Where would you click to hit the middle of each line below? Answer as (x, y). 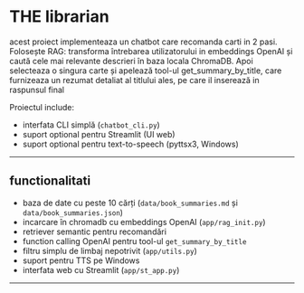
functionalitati (50, 181)
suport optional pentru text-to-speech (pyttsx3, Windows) (130, 144)
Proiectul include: (42, 107)
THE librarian (60, 17)
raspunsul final (37, 90)
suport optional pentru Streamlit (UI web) (99, 134)
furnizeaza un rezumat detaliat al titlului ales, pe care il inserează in (134, 80)
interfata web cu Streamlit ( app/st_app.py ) (101, 269)
